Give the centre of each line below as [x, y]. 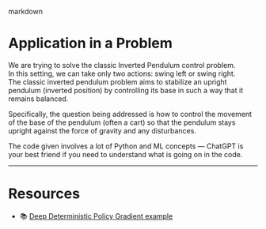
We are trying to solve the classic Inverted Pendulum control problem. [122, 65]
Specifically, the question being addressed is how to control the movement [130, 114]
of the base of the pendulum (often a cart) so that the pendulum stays [122, 122]
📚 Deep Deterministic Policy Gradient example [96, 216]
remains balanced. [38, 99]
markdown [26, 11]
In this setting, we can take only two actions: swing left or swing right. [122, 73]
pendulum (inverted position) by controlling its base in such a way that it [126, 90]
